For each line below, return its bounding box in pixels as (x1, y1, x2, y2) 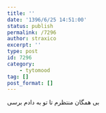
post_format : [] (7, 80, 53, 86)
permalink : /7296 (7, 29, 57, 36)
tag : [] (7, 73, 29, 80)
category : (7, 61, 36, 67)
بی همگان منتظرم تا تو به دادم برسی (7, 98, 100, 106)
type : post (7, 48, 38, 55)
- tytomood (19, 67, 51, 74)
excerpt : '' (7, 42, 41, 48)
